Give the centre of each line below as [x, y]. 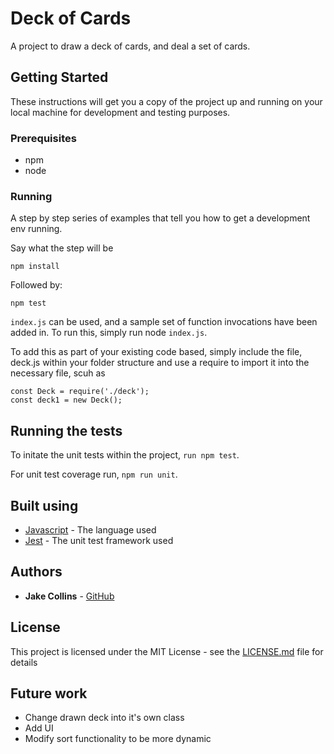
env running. [36, 229]
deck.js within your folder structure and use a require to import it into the [160, 363]
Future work [49, 693]
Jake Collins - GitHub [69, 596]
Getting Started [59, 77]
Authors [36, 572]
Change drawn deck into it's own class [104, 718]
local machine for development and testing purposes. [120, 112]
